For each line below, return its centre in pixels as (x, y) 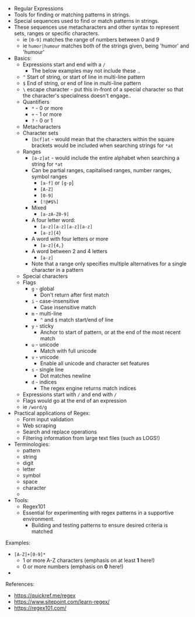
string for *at (47, 164)
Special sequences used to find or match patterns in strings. (86, 21)
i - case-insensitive (55, 301)
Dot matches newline (65, 376)
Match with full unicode (68, 351)
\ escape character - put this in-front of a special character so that (103, 89)
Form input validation (48, 419)
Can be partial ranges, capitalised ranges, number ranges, (101, 170)
